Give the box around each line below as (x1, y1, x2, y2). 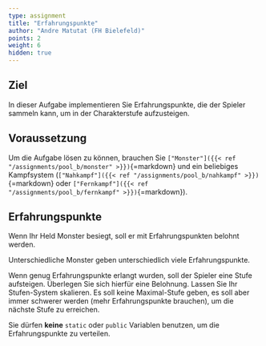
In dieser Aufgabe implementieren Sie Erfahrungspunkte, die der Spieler (8, 99, 246, 109)
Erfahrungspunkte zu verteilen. (8, 329, 111, 339)
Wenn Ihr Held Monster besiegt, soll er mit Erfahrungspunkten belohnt (8, 231, 240, 241)
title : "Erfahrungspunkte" (8, 19, 99, 27)
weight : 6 (8, 42, 42, 50)
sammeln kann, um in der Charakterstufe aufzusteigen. (8, 108, 190, 118)
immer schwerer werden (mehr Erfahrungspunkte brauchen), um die (8, 296, 234, 306)
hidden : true (8, 49, 52, 57)
